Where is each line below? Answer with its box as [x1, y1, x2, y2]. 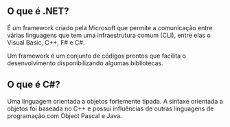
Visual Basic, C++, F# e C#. [7, 38, 85, 47]
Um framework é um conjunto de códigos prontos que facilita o [7, 51, 187, 60]
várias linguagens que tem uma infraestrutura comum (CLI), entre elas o [7, 31, 211, 39]
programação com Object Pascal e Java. [7, 111, 122, 119]
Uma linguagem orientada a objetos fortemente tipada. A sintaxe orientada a [7, 97, 223, 105]
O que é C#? [7, 79, 60, 91]
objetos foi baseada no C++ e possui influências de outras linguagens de [7, 104, 214, 113]
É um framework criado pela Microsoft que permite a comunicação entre [7, 23, 213, 32]
